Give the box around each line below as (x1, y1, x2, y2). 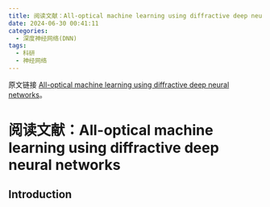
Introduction (8, 188, 73, 201)
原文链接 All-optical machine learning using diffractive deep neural (8, 80, 230, 89)
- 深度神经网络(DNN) (15, 34, 77, 43)
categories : (8, 27, 48, 35)
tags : (8, 42, 27, 50)
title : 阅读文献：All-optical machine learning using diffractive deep (8, 11, 248, 20)
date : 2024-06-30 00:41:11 (8, 19, 99, 27)
